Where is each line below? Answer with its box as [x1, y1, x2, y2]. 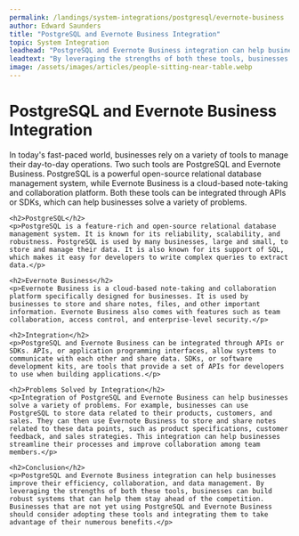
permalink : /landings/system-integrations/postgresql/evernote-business [9, 12, 285, 22]
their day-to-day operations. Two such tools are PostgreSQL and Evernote [9, 158, 281, 169]
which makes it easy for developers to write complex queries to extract [9, 253, 289, 262]
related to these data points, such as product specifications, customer [9, 424, 289, 433]
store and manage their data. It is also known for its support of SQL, [9, 245, 285, 254]
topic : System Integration [9, 37, 109, 47]
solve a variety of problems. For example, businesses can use [9, 401, 249, 410]
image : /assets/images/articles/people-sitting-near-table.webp [9, 63, 253, 72]
